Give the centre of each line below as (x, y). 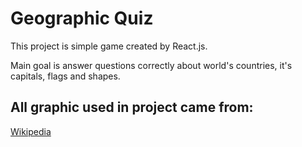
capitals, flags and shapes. (65, 76)
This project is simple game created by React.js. (109, 46)
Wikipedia (31, 131)
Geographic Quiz (82, 18)
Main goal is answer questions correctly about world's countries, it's (151, 65)
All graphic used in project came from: (132, 107)
